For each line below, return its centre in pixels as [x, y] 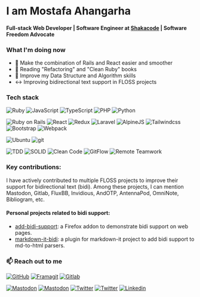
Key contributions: [34, 167]
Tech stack [22, 97]
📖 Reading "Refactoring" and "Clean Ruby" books [76, 69]
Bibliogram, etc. [25, 199]
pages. [23, 232]
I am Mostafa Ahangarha [69, 11]
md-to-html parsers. [40, 245]
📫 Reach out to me [34, 261]
